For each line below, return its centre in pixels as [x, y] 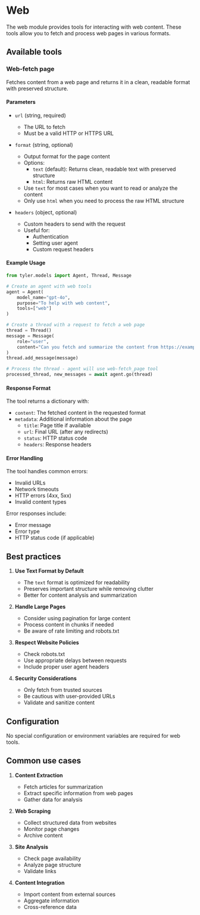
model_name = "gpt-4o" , [43, 297]
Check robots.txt [44, 654]
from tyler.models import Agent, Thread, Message [69, 276]
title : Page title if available [57, 426]
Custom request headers [63, 249]
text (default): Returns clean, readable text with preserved [104, 169]
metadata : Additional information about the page [73, 419]
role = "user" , [33, 341]
